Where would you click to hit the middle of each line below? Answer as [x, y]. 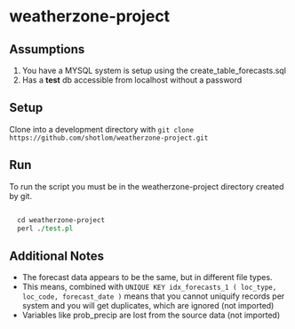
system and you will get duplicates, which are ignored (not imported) [148, 306]
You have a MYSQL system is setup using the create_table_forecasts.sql [154, 70]
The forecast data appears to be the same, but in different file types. [147, 277]
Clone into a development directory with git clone [101, 129]
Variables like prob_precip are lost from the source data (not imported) [151, 315]
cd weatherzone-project [61, 220]
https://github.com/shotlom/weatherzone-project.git [109, 138]
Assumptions [47, 49]
